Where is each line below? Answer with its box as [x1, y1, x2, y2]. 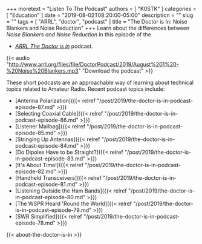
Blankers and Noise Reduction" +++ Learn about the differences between [6, 24, 190, 31]
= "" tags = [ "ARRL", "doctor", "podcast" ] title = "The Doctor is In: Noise [6, 18, 187, 25]
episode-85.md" [15, 130, 56, 136]
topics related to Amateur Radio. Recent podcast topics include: [6, 85, 165, 93]
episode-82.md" [15, 168, 56, 175]
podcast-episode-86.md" [15, 116, 79, 124]
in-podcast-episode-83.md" [15, 155, 86, 162]
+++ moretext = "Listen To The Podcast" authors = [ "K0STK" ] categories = [6, 5, 197, 12]
